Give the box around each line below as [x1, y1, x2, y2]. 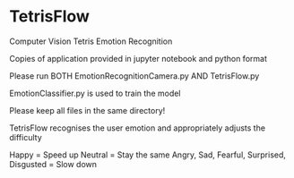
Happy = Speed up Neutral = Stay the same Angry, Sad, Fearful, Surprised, [9, 149, 287, 160]
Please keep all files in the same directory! [9, 105, 166, 115]
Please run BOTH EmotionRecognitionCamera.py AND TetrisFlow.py [9, 70, 260, 81]
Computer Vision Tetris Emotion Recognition [9, 36, 173, 47]
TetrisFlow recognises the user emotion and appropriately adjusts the [9, 123, 266, 133]
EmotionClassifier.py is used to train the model [9, 88, 181, 98]
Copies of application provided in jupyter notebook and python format [9, 53, 267, 64]
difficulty [9, 131, 42, 142]
